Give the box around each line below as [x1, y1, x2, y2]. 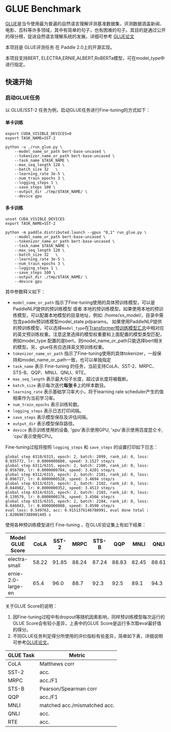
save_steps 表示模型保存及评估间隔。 [12, 414, 91, 421]
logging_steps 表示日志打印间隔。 [12, 408, 84, 414]
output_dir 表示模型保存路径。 [12, 421, 77, 427]
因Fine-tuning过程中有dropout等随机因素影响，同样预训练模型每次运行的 [12, 614, 165, 620]
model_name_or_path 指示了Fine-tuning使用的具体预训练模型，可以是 [12, 299, 155, 306]
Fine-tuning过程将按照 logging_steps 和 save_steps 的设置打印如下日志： [5, 444, 159, 450]
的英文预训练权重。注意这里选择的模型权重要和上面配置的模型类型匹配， [12, 331, 164, 337]
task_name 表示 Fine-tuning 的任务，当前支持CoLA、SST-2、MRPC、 [12, 363, 157, 370]
